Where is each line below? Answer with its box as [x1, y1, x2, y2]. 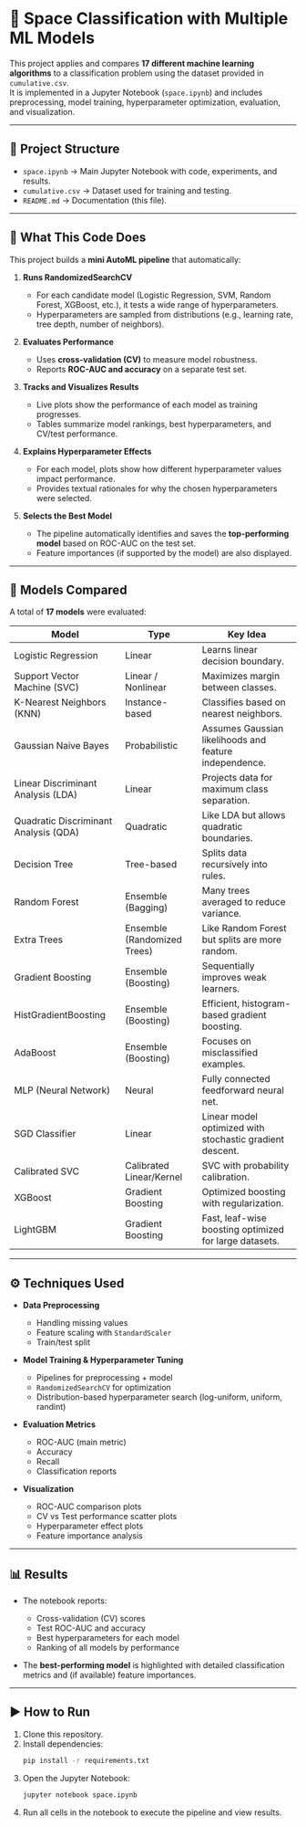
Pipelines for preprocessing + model [36, 1372, 173, 1383]
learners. [201, 982, 240, 995]
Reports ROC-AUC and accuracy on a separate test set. [36, 363, 248, 374]
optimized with [201, 1122, 265, 1135]
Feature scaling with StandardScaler [36, 1328, 172, 1339]
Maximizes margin [201, 670, 280, 683]
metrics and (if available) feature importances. [22, 1670, 197, 1680]
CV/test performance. [36, 428, 118, 439]
